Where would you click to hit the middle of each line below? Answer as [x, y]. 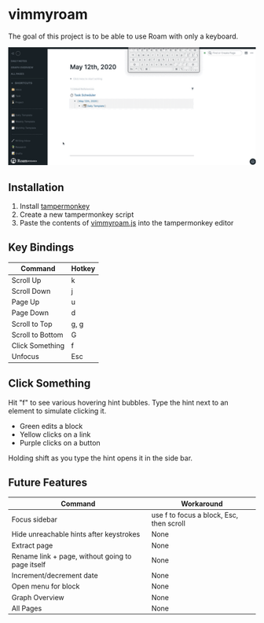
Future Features [48, 482]
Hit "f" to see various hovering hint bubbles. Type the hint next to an [119, 402]
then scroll [169, 523]
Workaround [202, 504]
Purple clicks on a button [60, 442]
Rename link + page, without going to [71, 556]
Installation [36, 187]
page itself [29, 564]
